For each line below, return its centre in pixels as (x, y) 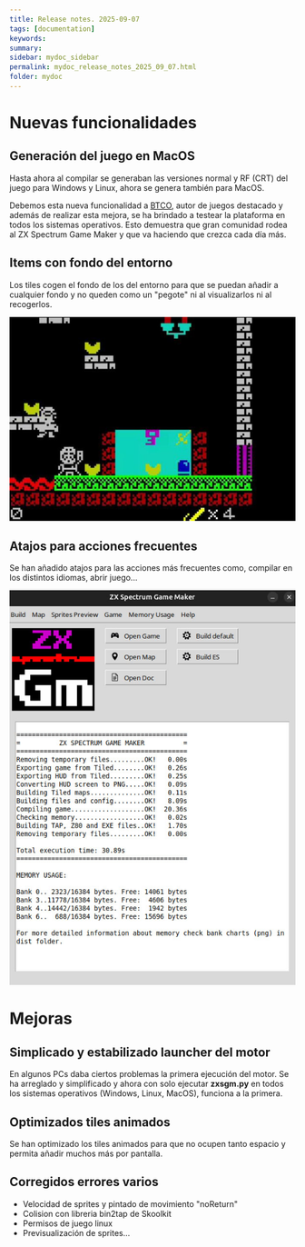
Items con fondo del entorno (91, 263)
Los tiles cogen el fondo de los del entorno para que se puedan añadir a (144, 284)
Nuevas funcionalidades (103, 123)
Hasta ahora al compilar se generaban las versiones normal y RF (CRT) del (149, 178)
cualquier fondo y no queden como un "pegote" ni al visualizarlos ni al (141, 294)
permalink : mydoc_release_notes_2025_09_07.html (103, 67)
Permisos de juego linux (68, 1223)
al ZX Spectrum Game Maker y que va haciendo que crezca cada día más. (148, 234)
